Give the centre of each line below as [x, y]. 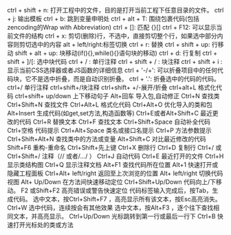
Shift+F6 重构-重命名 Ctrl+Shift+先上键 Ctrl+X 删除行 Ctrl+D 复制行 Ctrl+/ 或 [114, 147]
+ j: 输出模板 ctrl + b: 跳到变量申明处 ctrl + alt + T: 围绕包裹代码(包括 [103, 19]
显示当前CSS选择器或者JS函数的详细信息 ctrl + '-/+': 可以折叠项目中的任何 [112, 70]
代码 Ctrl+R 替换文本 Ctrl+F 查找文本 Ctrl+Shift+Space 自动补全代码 [115, 122]
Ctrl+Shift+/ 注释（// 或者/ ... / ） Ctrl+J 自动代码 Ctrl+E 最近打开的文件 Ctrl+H [115, 156]
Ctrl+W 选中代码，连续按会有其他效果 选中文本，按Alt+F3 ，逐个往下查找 [110, 208]
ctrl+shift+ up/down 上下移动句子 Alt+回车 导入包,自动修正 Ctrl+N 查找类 [117, 96]
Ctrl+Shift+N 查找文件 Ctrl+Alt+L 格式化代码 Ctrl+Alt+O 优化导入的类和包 [110, 104]
